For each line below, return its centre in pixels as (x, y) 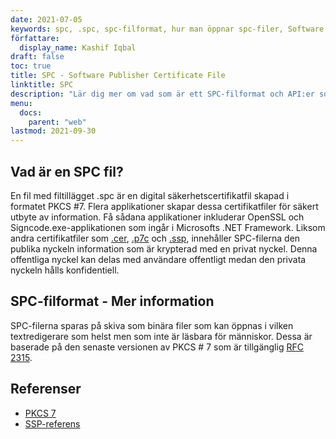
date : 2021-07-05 (46, 19)
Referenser (46, 389)
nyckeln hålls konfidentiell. (65, 270)
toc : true (31, 66)
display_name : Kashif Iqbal (78, 47)
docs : (31, 112)
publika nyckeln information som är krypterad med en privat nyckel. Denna (164, 248)
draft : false (37, 57)
